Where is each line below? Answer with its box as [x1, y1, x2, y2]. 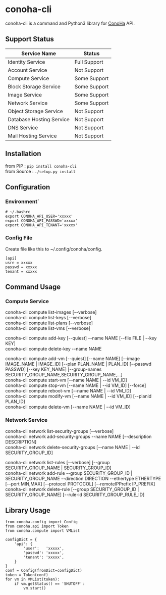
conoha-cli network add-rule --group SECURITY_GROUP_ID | [5, 470, 133, 476]
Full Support [74, 58, 103, 65]
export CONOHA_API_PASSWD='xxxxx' [5, 218, 78, 223]
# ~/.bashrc [5, 210, 30, 215]
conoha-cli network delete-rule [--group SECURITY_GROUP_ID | [5, 486, 139, 492]
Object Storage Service [8, 108, 63, 115]
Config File [5, 234, 33, 241]
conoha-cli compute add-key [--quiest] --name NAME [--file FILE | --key [5, 335, 157, 341]
